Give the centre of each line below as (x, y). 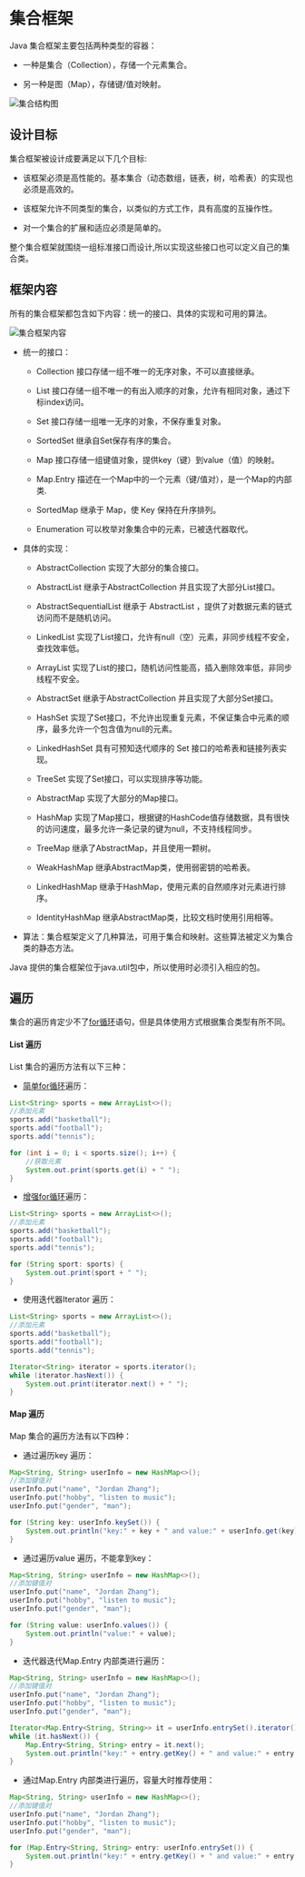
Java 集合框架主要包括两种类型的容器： (83, 45)
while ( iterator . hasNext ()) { (67, 1375)
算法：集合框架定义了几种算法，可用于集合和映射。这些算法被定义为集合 (157, 936)
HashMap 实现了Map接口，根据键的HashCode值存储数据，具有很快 (162, 817)
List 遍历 (25, 1044)
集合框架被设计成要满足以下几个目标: (79, 158)
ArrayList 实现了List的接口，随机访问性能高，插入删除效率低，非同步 (164, 667)
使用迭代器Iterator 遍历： (69, 1299)
